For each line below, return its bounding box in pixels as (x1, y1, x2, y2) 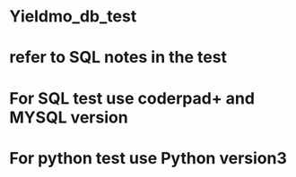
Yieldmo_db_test (9, 6, 137, 27)
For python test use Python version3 (9, 147, 287, 168)
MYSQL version (9, 107, 128, 127)
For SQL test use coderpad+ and (9, 88, 256, 108)
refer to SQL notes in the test (9, 47, 227, 68)
